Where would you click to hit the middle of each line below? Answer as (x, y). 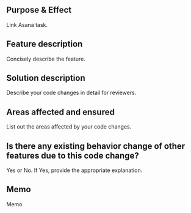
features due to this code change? (73, 155)
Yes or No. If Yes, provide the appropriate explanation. (74, 170)
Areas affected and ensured (60, 112)
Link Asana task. (27, 24)
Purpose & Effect (39, 10)
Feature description (45, 44)
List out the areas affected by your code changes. (69, 127)
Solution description (46, 78)
